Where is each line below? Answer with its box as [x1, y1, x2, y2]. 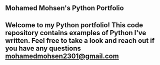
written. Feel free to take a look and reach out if [5, 36, 155, 45]
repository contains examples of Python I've [5, 28, 146, 37]
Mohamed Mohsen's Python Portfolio [5, 4, 124, 12]
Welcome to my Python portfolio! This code [5, 21, 143, 29]
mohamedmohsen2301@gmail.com [5, 52, 119, 60]
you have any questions [5, 44, 81, 53]
